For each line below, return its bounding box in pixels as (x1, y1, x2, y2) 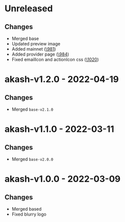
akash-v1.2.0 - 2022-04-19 (4, 74, 119, 85)
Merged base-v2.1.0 (11, 106, 54, 112)
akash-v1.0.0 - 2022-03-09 (4, 173, 121, 185)
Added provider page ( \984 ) (11, 51, 69, 57)
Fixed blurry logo (11, 211, 47, 217)
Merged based (11, 206, 42, 212)
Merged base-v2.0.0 (11, 156, 54, 162)
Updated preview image (11, 41, 61, 47)
